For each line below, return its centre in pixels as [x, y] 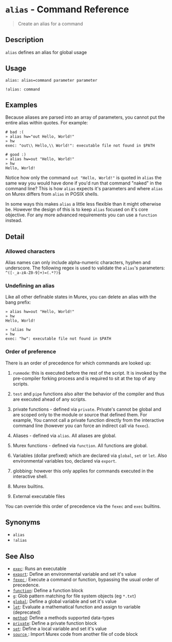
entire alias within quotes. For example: [47, 123]
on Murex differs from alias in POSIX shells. [52, 194]
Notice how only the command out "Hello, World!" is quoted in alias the [83, 178]
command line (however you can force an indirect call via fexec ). [81, 426]
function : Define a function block [48, 591]
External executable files [39, 496]
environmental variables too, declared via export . [65, 461]
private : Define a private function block [55, 623]
